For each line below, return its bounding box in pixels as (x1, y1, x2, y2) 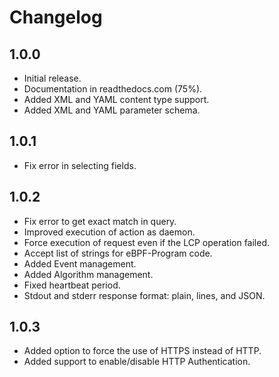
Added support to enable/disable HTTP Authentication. (23, 356, 251, 368)
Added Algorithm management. (23, 268, 154, 280)
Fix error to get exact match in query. (23, 215, 177, 227)
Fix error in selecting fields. (23, 159, 137, 171)
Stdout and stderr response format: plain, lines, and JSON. (23, 289, 266, 301)
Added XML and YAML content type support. (23, 94, 210, 105)
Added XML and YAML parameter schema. (23, 104, 201, 116)
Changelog (9, 6, 103, 29)
